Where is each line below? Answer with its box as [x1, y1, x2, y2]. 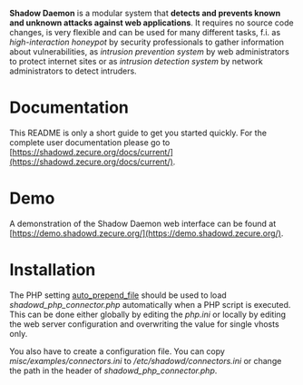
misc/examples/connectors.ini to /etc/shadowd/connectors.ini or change [9, 355, 282, 366]
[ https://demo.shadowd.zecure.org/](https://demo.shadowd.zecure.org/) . [9, 227, 284, 239]
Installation [9, 260, 96, 281]
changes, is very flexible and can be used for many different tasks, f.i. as [9, 27, 281, 37]
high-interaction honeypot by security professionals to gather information [9, 36, 284, 47]
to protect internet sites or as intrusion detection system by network [9, 56, 263, 66]
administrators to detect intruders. [9, 65, 138, 76]
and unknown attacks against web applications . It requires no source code [9, 17, 294, 28]
